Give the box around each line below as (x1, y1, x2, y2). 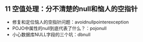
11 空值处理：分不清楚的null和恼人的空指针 (5, 4, 138, 13)
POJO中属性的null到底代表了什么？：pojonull (12, 25, 107, 31)
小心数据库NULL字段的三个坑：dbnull (12, 31, 91, 37)
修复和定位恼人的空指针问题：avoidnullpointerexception (12, 19, 129, 25)
